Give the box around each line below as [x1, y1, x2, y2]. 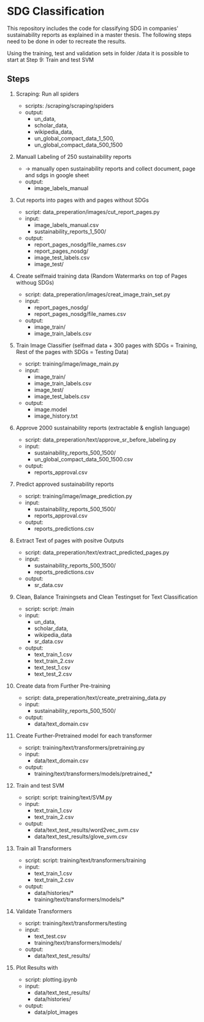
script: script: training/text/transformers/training [25, 856, 146, 864]
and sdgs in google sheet [25, 171, 89, 179]
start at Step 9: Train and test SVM [7, 56, 94, 63]
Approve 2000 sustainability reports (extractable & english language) [15, 424, 191, 431]
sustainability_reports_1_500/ [34, 228, 107, 235]
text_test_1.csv [34, 664, 70, 671]
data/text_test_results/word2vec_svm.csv [34, 826, 140, 834]
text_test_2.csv [34, 670, 72, 677]
